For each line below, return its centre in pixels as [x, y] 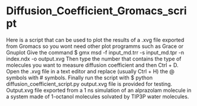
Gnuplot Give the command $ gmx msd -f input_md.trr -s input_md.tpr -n [95, 52]
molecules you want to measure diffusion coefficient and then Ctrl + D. [92, 65]
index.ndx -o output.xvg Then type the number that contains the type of [94, 59]
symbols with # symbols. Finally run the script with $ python [79, 78]
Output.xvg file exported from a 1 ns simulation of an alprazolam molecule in [99, 90]
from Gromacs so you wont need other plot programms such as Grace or [95, 46]
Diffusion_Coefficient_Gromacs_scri [97, 11]
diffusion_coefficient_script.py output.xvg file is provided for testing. [89, 83]
